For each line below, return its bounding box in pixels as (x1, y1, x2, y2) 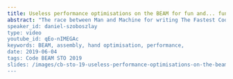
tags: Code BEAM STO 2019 (7, 55, 82, 62)
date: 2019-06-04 (7, 49, 58, 56)
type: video (7, 29, 42, 36)
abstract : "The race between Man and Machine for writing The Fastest (7, 16, 216, 23)
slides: (7, 61, 30, 68)
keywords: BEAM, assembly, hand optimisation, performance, (7, 42, 185, 49)
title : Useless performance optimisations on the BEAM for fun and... (7, 10, 216, 17)
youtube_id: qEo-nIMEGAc (7, 36, 79, 43)
